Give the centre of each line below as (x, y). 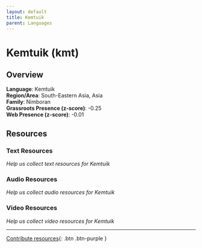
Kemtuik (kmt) (43, 53)
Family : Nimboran (29, 102)
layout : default (26, 12)
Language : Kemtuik (31, 89)
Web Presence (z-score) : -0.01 (45, 115)
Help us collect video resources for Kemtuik (60, 221)
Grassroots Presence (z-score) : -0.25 (54, 108)
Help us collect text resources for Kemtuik (58, 164)
